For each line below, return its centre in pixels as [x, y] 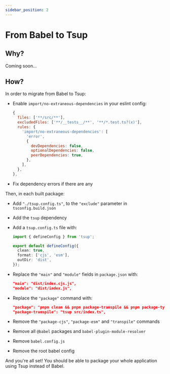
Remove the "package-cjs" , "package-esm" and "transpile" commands [86, 321]
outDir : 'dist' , [34, 260]
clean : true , [31, 251]
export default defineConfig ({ [46, 246]
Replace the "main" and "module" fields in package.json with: [75, 274]
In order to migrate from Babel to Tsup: [46, 94]
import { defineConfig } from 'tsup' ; [53, 237]
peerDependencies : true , [57, 155]
